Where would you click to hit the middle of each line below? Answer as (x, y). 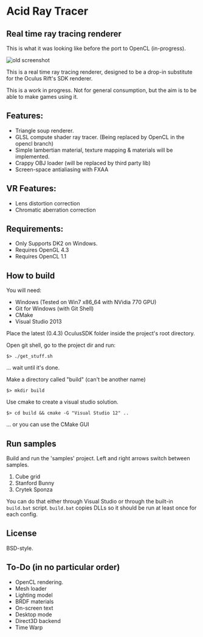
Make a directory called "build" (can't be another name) (76, 380)
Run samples (31, 443)
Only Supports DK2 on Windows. (56, 244)
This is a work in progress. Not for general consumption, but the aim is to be (101, 90)
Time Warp (29, 627)
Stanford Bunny (35, 483)
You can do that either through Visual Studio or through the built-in (90, 502)
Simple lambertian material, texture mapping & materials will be (94, 150)
